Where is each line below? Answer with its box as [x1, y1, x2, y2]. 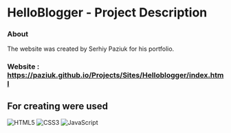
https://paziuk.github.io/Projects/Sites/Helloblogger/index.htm [7, 71, 224, 80]
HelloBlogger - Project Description [7, 5, 208, 21]
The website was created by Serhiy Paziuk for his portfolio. [7, 45, 175, 53]
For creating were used [7, 100, 109, 112]
